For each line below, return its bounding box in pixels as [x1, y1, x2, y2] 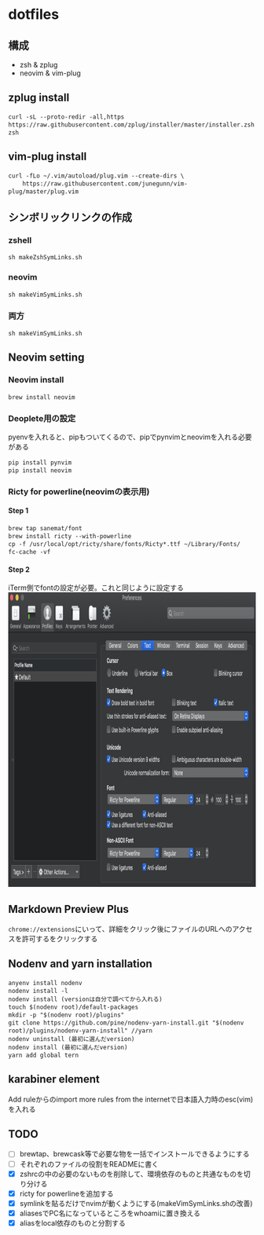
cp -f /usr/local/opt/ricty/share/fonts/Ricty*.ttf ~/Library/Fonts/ [8, 541, 241, 548]
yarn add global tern [8, 1051, 79, 1059]
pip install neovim [8, 466, 72, 475]
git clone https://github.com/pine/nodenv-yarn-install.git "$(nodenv [8, 1019, 244, 1027]
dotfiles [8, 5, 60, 24]
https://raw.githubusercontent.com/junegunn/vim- [22, 179, 189, 188]
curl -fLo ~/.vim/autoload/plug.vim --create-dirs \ [8, 171, 185, 180]
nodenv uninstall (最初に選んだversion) [8, 1035, 135, 1043]
